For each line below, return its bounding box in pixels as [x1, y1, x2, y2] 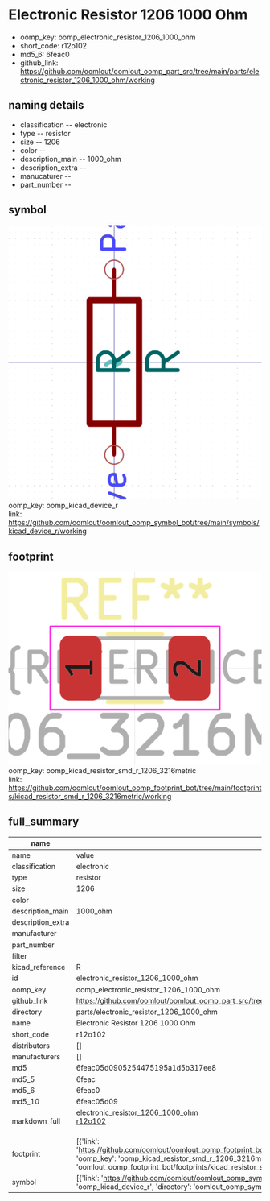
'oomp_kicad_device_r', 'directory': [76, 1182, 192, 1191]
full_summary [8, 815, 80, 829]
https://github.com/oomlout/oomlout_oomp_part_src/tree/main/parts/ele [19, 66, 260, 76]
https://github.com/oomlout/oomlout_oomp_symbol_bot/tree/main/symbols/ [8, 518, 260, 528]
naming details [8, 98, 84, 112]
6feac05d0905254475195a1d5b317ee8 [76, 1063, 217, 1073]
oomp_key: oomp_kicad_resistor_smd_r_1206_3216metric [8, 766, 197, 776]
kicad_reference [11, 963, 66, 972]
